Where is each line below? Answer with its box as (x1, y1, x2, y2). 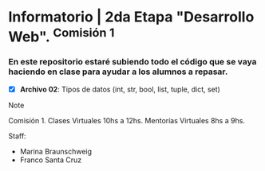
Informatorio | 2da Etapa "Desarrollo (8, 8, 255, 26)
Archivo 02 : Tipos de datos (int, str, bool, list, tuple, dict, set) (19, 84, 221, 94)
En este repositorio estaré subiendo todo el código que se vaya (8, 56, 257, 68)
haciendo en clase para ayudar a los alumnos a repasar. (8, 66, 228, 77)
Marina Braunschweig (19, 146, 93, 156)
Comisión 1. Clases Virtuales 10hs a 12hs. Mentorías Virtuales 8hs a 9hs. (8, 115, 246, 125)
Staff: (8, 131, 26, 141)
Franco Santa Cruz (19, 155, 82, 165)
